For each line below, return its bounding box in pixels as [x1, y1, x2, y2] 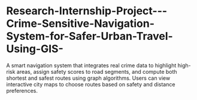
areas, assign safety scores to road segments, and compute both [16, 68, 178, 75]
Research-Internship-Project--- [6, 4, 168, 18]
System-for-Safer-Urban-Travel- [6, 30, 174, 43]
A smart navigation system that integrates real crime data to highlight [6, 61, 177, 69]
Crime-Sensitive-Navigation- [6, 17, 154, 30]
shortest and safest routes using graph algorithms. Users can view [6, 74, 171, 82]
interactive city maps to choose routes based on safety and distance [6, 80, 175, 87]
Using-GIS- [6, 42, 64, 56]
